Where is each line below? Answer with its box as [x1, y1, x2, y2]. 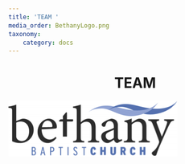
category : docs [23, 39, 74, 47]
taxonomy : [8, 30, 42, 38]
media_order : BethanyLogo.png [8, 21, 110, 30]
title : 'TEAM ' [8, 13, 60, 21]
